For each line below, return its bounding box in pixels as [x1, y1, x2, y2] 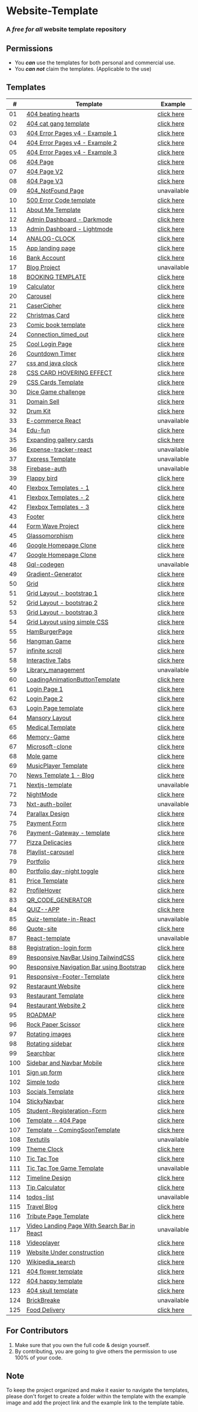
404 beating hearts [26, 110, 80, 118]
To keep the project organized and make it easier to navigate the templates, [6, 1387, 190, 1394]
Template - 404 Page [26, 1116, 87, 1124]
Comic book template [26, 320, 86, 329]
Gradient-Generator [26, 570, 82, 578]
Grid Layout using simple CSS [26, 618, 109, 626]
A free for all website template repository [6, 25, 127, 34]
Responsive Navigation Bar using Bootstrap [26, 963, 146, 971]
